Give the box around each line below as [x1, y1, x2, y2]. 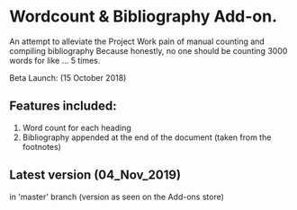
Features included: [9, 99, 117, 114]
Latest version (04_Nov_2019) [9, 168, 182, 183]
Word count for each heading [22, 122, 132, 133]
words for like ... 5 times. [9, 55, 101, 66]
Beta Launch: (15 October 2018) [9, 72, 127, 83]
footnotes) [22, 141, 61, 152]
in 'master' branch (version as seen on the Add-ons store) [9, 191, 225, 202]
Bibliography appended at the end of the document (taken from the [22, 132, 272, 143]
